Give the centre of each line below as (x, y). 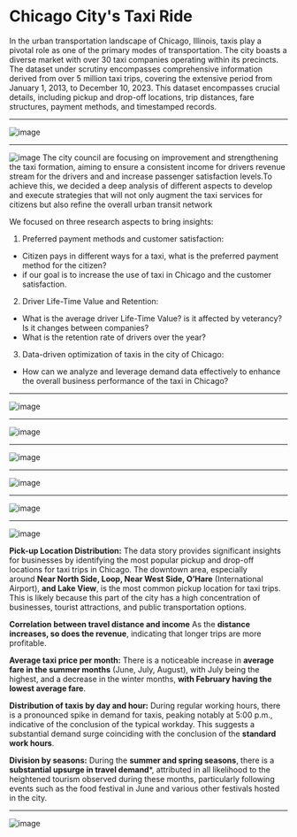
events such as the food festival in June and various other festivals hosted (145, 788)
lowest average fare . (48, 688)
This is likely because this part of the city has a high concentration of (135, 597)
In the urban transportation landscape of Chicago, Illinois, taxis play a (136, 41)
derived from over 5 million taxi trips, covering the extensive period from (141, 78)
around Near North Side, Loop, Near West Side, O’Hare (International (136, 579)
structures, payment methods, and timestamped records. (113, 106)
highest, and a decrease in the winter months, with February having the (141, 679)
